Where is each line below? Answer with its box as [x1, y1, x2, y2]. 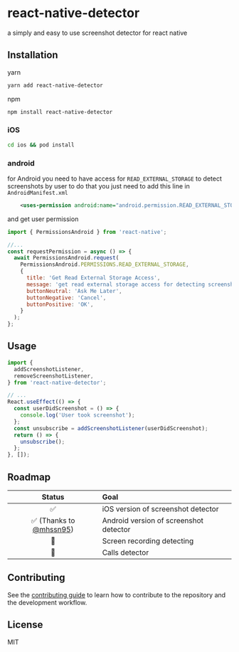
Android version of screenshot [102, 515, 204, 525]
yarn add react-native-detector [7, 82, 103, 89]
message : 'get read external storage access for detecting [26, 281, 205, 288]
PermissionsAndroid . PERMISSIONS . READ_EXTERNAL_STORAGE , [20, 261, 190, 268]
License [7, 619, 43, 631]
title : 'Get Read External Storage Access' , [26, 274, 161, 282]
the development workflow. [7, 598, 87, 606]
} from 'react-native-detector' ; [7, 379, 107, 386]
